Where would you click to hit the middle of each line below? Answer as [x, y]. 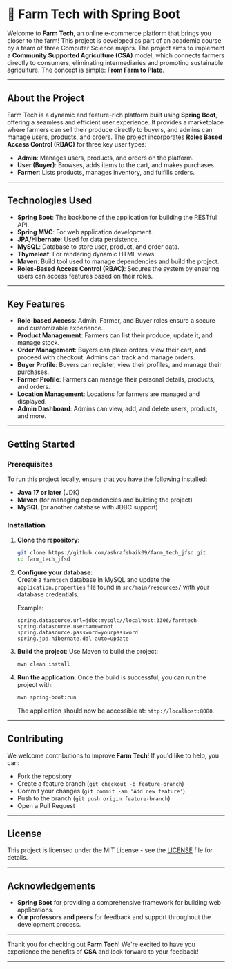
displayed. [32, 402]
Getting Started [41, 444]
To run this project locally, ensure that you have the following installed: [107, 479]
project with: [35, 684]
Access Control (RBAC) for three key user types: [77, 144]
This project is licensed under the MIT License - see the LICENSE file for [110, 850]
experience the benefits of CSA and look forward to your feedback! [103, 952]
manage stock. [38, 343]
